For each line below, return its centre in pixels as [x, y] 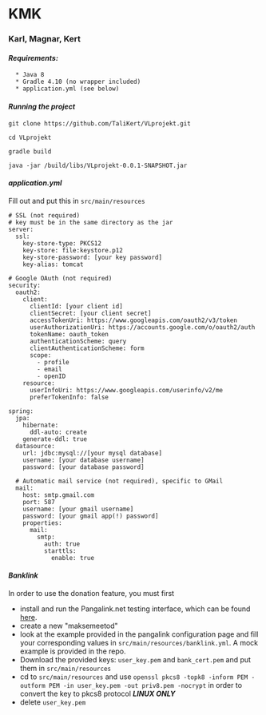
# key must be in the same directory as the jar [91, 222]
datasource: [36, 446]
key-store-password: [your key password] [92, 257]
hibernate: [41, 425]
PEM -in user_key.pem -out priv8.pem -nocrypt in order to [145, 685]
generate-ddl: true [55, 439]
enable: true [72, 558]
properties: [42, 523]
